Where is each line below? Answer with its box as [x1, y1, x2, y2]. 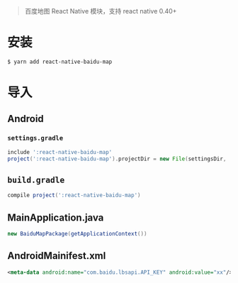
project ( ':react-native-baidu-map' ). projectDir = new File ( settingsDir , [7, 155, 227, 162]
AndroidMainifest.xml [7, 250, 106, 262]
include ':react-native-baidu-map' [7, 148, 113, 155]
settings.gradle [7, 134, 64, 143]
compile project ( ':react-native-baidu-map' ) [7, 192, 141, 199]
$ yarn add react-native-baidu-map [7, 58, 113, 65]
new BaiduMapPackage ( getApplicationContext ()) [7, 230, 147, 237]
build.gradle [7, 174, 65, 185]
